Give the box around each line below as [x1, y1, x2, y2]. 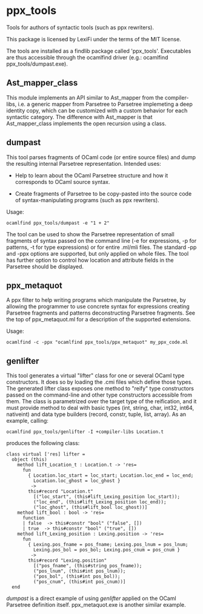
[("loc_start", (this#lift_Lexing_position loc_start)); [33, 494, 181, 500]
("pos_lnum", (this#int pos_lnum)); [33, 568, 126, 575]
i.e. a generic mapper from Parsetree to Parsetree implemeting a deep [18, 100, 193, 107]
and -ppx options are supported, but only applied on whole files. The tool [6, 250, 189, 257]
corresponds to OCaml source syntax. [15, 178, 110, 185]
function [22, 515, 45, 521]
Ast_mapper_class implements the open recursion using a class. [6, 120, 167, 127]
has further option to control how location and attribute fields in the [6, 256, 174, 264]
